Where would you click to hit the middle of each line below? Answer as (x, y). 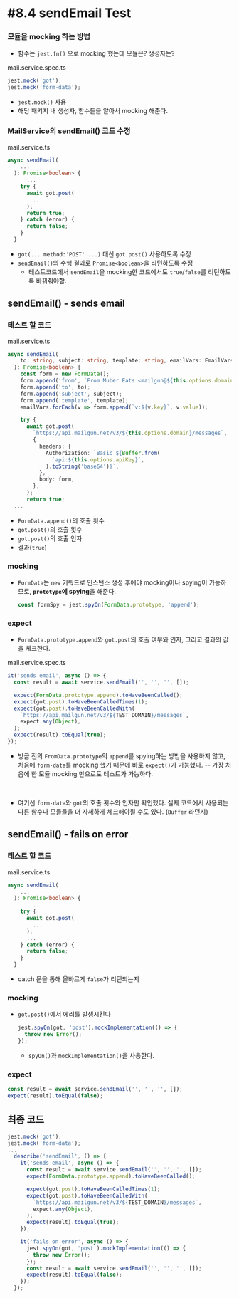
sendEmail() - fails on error (68, 834)
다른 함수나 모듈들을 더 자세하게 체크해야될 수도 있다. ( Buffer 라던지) (113, 811)
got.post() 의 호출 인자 (50, 538)
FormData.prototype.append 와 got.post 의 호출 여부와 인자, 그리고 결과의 (119, 639)
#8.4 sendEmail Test (69, 13)
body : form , (57, 480)
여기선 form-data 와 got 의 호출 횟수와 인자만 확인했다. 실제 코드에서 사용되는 (123, 802)
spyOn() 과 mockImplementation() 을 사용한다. (91, 1055)
